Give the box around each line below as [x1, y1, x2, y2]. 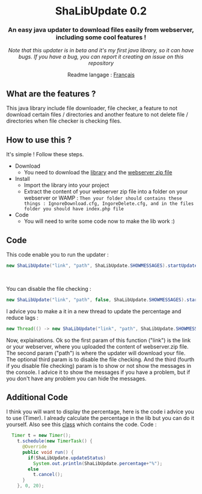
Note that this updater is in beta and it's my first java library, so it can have [8, 47, 194, 54]
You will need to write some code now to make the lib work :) [23, 218, 176, 225]
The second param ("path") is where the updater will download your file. [6, 349, 186, 356]
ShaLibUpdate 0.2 [55, 4, 147, 18]
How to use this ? [6, 135, 72, 145]
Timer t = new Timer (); [11, 433, 71, 439]
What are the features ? [6, 88, 96, 99]
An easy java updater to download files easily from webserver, [8, 26, 194, 34]
